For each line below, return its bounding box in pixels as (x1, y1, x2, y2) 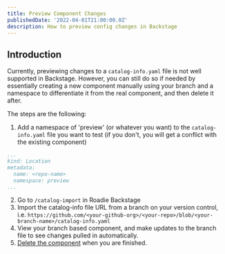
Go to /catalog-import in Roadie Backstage (17, 196, 141, 204)
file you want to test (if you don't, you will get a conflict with (47, 131, 217, 139)
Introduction (7, 48, 62, 60)
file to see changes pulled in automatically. (17, 231, 139, 239)
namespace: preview (13, 177, 70, 184)
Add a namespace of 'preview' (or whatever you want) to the (17, 123, 190, 131)
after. (7, 96, 22, 105)
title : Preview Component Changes (7, 10, 107, 17)
